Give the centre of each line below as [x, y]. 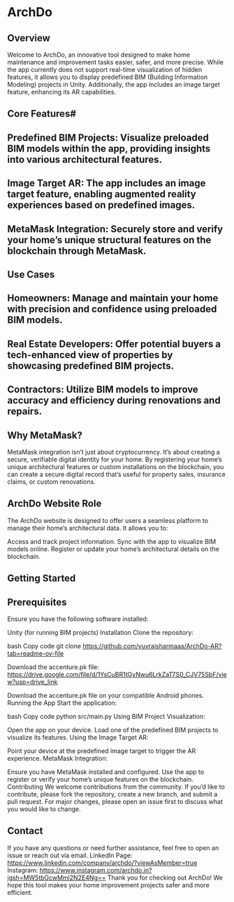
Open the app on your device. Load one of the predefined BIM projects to [113, 730]
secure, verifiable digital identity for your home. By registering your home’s [115, 459]
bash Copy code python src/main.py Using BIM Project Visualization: [106, 716]
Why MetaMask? [45, 435]
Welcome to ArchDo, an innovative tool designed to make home [99, 55]
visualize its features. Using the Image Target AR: [78, 737]
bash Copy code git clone [44, 646]
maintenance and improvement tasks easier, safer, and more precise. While [115, 62]
